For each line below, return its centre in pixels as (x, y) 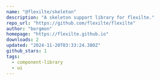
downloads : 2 (23, 40)
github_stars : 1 (26, 51)
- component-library (37, 62)
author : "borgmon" (29, 29)
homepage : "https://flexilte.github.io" (58, 34)
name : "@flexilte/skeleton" (42, 12)
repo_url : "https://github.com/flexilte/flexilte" (71, 23)
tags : (13, 57)
